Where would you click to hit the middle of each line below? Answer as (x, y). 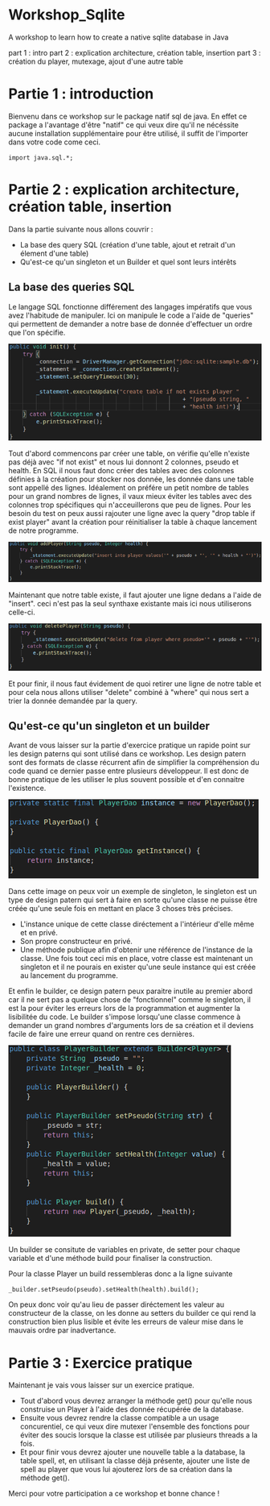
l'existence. (27, 788)
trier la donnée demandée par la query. (73, 701)
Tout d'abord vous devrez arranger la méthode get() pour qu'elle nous (136, 1401)
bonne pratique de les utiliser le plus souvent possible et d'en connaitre (127, 780)
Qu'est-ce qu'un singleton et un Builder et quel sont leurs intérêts (128, 262)
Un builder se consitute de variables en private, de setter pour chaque (125, 1250)
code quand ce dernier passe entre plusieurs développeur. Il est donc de (129, 771)
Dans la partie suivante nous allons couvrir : (81, 229)
